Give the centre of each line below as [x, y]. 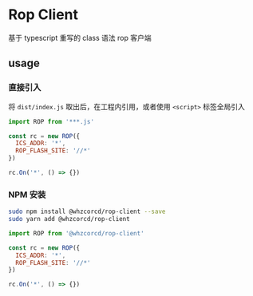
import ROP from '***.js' [51, 121]
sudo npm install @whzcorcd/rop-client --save [87, 212]
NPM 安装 [27, 195]
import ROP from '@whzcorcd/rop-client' [77, 233]
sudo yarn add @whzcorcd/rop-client [69, 219]
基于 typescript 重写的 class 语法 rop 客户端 [80, 37]
